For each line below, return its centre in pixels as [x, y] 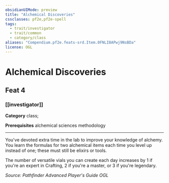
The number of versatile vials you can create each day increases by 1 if [79, 160]
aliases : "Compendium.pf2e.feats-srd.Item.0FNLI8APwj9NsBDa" [71, 43]
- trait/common [26, 33]
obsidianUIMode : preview [31, 10]
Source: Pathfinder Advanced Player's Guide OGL [57, 175]
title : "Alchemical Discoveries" [40, 15]
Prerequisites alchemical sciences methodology [55, 125]
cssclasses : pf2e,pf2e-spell [36, 19]
